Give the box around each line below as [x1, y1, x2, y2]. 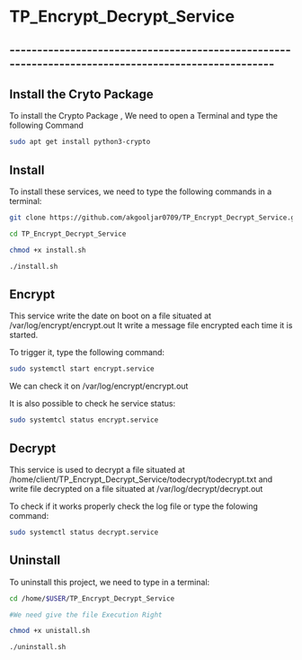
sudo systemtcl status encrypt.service [9, 415, 159, 424]
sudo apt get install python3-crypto [9, 138, 151, 147]
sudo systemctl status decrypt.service [9, 528, 159, 537]
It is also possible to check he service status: [9, 398, 176, 409]
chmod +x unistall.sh [9, 627, 91, 636]
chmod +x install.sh [9, 245, 87, 254]
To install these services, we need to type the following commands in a [9, 186, 272, 197]
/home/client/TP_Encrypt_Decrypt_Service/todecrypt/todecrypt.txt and [9, 474, 273, 485]
